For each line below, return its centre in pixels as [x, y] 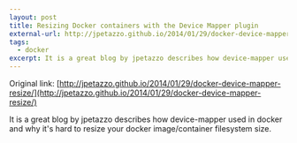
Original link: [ [34, 83]
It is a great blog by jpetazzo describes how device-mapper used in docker [146, 119]
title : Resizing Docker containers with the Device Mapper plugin [134, 26]
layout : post [33, 17]
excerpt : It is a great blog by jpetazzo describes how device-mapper [142, 58]
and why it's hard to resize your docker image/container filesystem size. [141, 128]
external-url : [35, 34]
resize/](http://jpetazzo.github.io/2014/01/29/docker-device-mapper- [135, 93]
